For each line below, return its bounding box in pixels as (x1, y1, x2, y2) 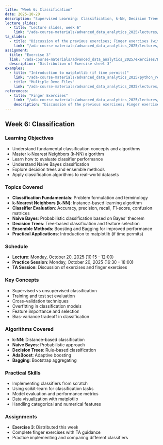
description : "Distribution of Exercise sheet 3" (9, 61, 112, 66)
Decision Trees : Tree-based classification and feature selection (12, 220, 140, 226)
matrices (12, 210, 30, 216)
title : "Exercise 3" (9, 52, 51, 57)
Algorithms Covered (5, 325, 54, 332)
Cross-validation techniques (12, 298, 69, 304)
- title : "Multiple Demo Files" (9, 79, 75, 84)
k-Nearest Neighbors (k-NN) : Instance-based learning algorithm (12, 200, 142, 206)
